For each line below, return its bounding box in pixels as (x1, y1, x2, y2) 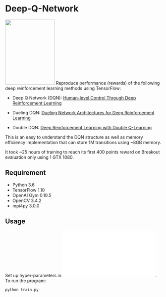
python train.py (5, 287, 39, 292)
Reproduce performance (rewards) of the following (55, 80, 160, 86)
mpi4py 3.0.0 (12, 202, 40, 208)
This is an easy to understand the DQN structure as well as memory (5, 134, 143, 140)
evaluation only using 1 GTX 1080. (5, 154, 74, 160)
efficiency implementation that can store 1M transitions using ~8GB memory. (5, 139, 162, 145)
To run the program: (5, 278, 46, 284)
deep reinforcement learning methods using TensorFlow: (5, 85, 121, 91)
